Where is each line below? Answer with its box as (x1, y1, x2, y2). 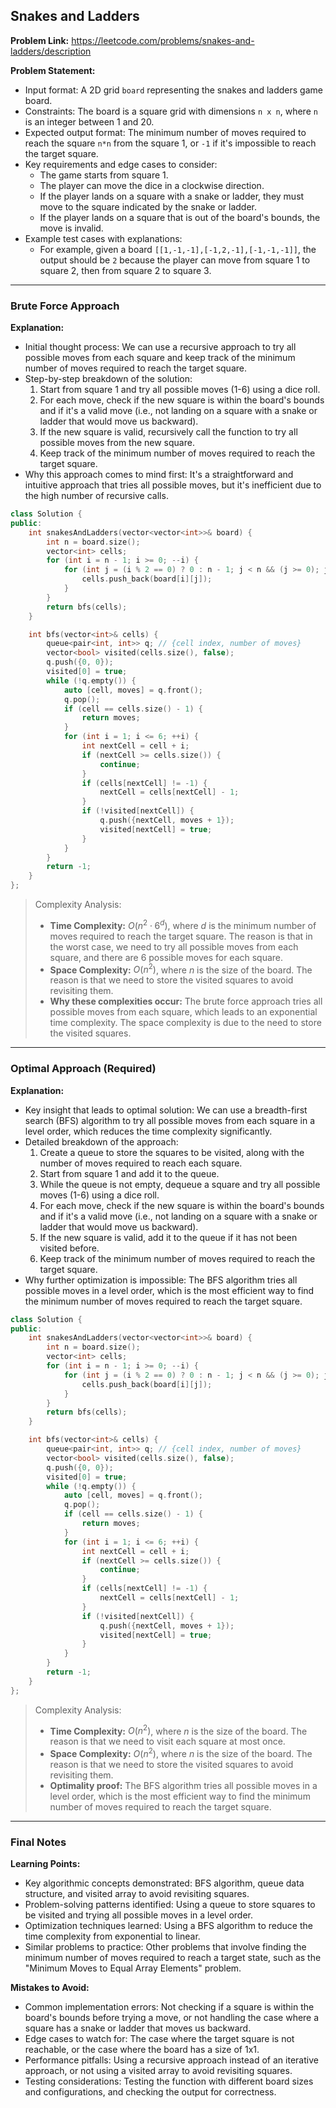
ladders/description (10, 45, 92, 57)
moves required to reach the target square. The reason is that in (49, 930, 313, 942)
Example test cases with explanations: (24, 232, 183, 244)
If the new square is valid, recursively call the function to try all (39, 426, 298, 438)
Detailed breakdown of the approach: (24, 1135, 179, 1148)
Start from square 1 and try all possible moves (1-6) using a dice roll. (39, 384, 321, 396)
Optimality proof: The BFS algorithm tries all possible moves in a (49, 1780, 318, 1792)
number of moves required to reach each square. (39, 1157, 243, 1169)
